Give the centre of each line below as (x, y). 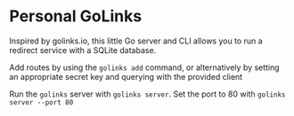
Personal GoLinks (76, 16)
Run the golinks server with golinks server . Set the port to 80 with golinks (147, 94)
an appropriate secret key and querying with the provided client (126, 76)
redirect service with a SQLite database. (83, 50)
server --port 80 (41, 102)
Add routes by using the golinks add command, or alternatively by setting (144, 67)
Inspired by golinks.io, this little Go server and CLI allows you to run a (136, 41)
